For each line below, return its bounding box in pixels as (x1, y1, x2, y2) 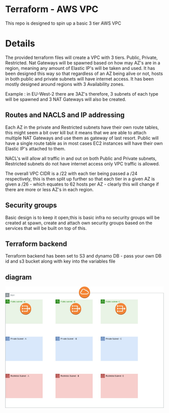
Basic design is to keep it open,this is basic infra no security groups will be (5, 214, 160, 220)
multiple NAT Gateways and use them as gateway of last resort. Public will (5, 135, 159, 141)
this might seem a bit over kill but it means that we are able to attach (5, 129, 147, 135)
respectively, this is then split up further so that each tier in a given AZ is (5, 176, 155, 182)
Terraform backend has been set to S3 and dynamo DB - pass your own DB (5, 253, 162, 259)
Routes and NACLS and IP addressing (5, 111, 125, 119)
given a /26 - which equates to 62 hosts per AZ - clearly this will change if (5, 181, 159, 187)
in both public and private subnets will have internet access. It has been (5, 75, 154, 81)
